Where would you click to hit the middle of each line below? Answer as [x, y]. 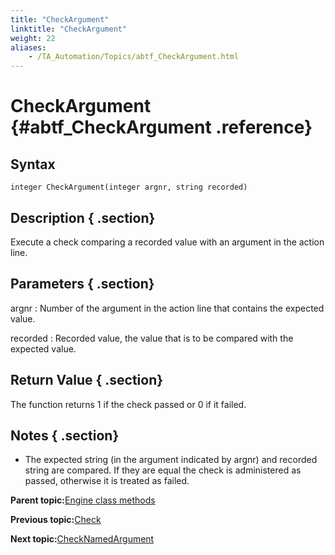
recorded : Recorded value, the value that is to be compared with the [152, 338]
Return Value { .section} [87, 380]
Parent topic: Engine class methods [83, 500]
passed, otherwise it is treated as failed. [107, 481]
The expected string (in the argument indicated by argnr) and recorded [171, 460]
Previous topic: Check [56, 520]
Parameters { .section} [82, 284]
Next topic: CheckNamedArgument [82, 539]
